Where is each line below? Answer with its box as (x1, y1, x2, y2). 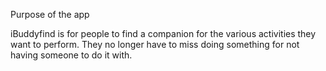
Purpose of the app (10, 9, 90, 20)
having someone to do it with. (10, 49, 133, 61)
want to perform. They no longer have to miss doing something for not (10, 39, 300, 50)
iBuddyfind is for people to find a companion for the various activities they (10, 28, 317, 39)
